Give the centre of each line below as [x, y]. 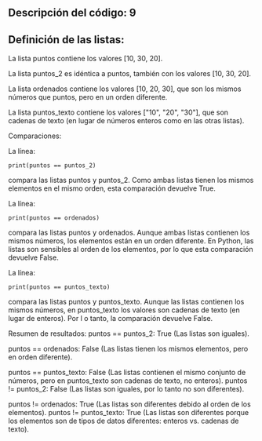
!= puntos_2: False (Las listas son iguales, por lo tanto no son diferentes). [126, 389]
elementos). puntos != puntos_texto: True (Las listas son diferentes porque [129, 413]
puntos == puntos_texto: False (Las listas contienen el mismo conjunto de [127, 373]
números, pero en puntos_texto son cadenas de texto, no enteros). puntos [128, 381]
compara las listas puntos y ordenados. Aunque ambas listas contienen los [129, 233]
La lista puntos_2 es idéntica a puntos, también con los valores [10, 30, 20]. [130, 74]
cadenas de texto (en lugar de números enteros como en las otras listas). [126, 121]
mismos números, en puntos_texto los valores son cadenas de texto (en [124, 310]
